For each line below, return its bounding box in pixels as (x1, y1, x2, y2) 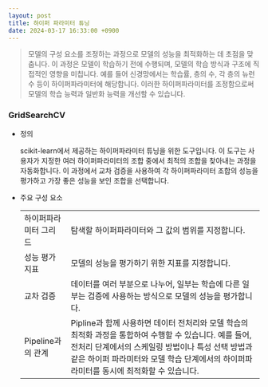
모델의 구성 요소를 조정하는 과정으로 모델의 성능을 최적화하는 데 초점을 (27, 49, 246, 59)
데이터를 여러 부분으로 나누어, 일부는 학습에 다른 (70, 278, 241, 290)
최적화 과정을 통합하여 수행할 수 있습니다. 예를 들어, (70, 329, 252, 340)
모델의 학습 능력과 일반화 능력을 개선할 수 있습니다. (27, 89, 186, 99)
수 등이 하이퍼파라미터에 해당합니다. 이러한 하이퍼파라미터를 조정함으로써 (27, 79, 254, 89)
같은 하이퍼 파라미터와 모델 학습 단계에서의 (70, 353, 222, 364)
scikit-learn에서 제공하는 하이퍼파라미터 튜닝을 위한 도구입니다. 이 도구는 (19, 145, 247, 156)
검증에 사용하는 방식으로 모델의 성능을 (87, 290, 222, 302)
